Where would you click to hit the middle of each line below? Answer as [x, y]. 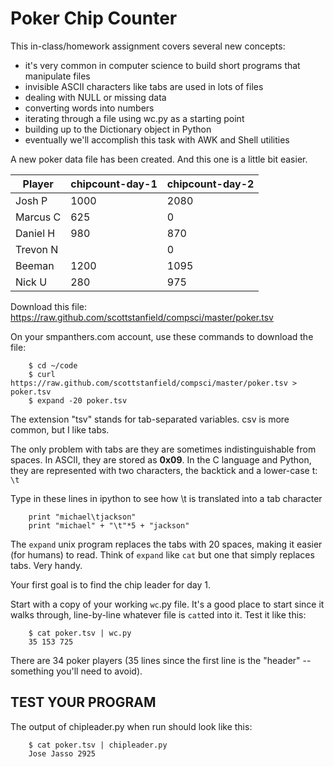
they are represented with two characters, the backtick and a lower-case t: [164, 470]
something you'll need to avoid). [76, 671]
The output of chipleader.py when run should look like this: [131, 726]
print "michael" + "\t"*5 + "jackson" [109, 525]
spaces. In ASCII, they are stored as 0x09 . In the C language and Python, [161, 459]
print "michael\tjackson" [82, 517]
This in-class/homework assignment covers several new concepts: [148, 46]
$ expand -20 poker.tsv [78, 400]
